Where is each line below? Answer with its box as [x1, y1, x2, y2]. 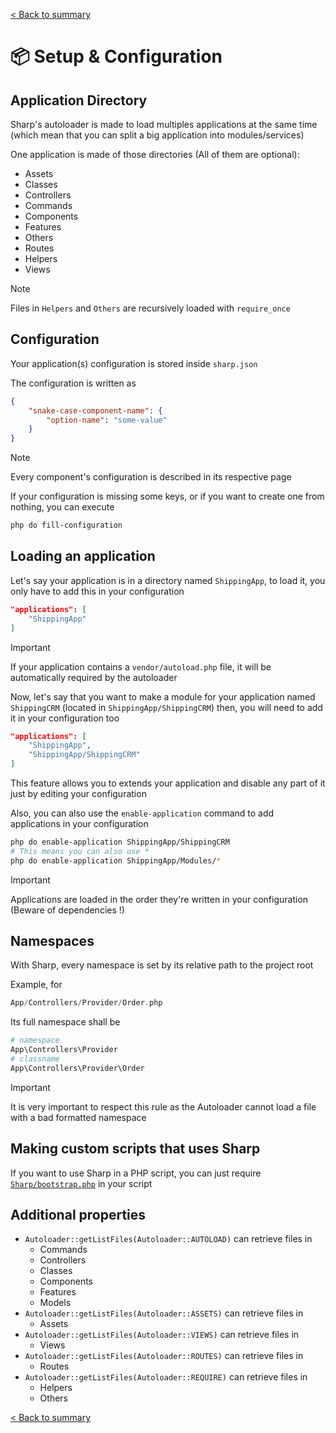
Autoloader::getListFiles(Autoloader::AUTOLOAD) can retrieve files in [24, 1233, 313, 1245]
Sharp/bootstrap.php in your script [10, 1177, 153, 1189]
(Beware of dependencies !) [10, 904, 125, 916]
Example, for [10, 979, 63, 991]
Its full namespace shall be [10, 1016, 121, 1028]
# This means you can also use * [10, 846, 150, 856]
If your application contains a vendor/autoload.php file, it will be [10, 660, 272, 673]
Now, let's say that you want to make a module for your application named [10, 690, 316, 703]
